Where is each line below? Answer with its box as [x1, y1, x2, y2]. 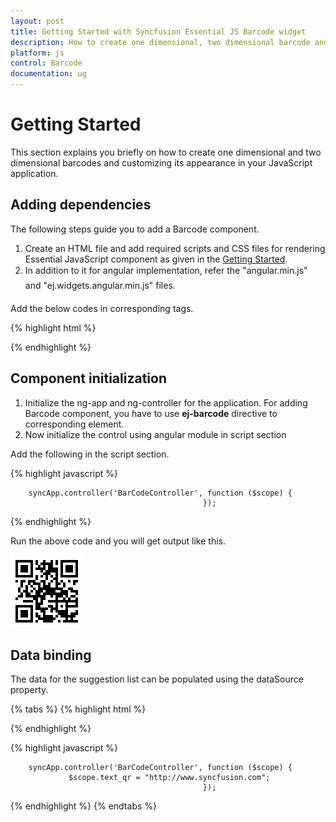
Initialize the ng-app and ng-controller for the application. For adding [24, 396, 308, 409]
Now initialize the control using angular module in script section [24, 428, 287, 440]
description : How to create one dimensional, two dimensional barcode [10, 37, 311, 47]
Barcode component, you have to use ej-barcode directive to [24, 407, 278, 419]
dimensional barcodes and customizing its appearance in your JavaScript [10, 156, 313, 169]
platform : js [10, 48, 65, 58]
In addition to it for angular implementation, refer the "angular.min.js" [24, 264, 308, 276]
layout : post [10, 16, 65, 26]
